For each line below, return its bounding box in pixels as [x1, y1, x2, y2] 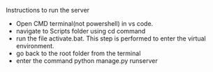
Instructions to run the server [6, 6, 90, 14]
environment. [15, 42, 54, 50]
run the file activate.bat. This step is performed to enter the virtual [15, 34, 206, 43]
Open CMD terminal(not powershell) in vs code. [15, 20, 154, 27]
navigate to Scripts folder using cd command [15, 27, 146, 35]
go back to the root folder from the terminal [15, 49, 141, 57]
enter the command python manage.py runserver [15, 57, 158, 65]
